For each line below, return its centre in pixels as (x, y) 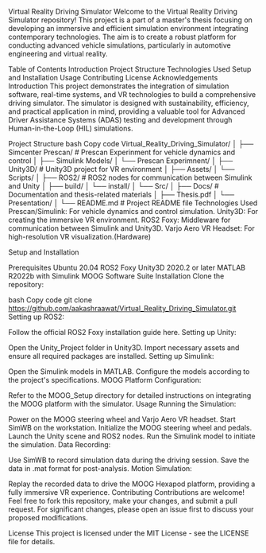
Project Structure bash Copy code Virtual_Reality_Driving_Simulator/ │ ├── (131, 144)
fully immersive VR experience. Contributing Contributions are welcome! (126, 492)
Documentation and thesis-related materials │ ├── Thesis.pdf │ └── (121, 195)
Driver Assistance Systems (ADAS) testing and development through (120, 120)
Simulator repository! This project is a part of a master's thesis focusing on (130, 20)
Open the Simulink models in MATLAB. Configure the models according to (129, 372)
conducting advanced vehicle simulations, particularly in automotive (120, 45)
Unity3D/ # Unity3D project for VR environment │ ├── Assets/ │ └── (121, 169)
